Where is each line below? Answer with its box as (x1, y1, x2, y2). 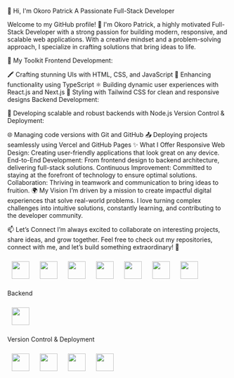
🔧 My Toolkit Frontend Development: (7, 56, 113, 65)
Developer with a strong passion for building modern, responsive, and (25, 28, 228, 36)
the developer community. (7, 211, 83, 219)
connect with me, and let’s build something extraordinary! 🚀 (7, 243, 180, 251)
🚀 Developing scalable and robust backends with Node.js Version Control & (7, 109, 225, 117)
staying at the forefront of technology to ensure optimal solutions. (7, 171, 198, 179)
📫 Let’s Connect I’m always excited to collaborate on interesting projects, (7, 226, 221, 233)
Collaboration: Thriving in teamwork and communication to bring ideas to (7, 178, 219, 186)
